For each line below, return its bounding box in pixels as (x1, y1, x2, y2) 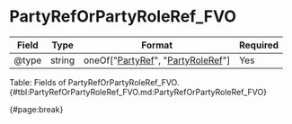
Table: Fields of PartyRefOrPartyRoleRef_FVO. (9, 76, 180, 87)
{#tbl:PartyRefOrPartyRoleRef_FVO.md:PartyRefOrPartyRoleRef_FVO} (9, 86, 268, 97)
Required (239, 39, 279, 51)
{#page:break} (9, 103, 64, 114)
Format (141, 39, 173, 51)
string (50, 54, 75, 66)
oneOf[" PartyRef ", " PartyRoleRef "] (84, 54, 231, 66)
